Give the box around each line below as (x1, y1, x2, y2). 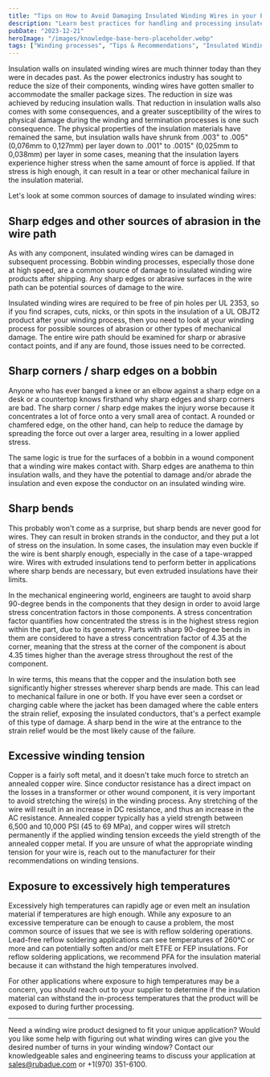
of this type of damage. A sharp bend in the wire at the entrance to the (8, 717, 243, 726)
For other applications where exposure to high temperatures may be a (8, 976, 239, 986)
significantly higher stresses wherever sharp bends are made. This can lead (8, 683, 260, 692)
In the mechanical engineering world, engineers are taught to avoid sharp (8, 590, 252, 600)
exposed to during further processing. (8, 1002, 135, 1012)
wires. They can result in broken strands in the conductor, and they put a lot (8, 531, 260, 541)
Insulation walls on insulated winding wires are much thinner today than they (8, 64, 261, 73)
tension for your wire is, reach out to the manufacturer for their (8, 847, 216, 857)
